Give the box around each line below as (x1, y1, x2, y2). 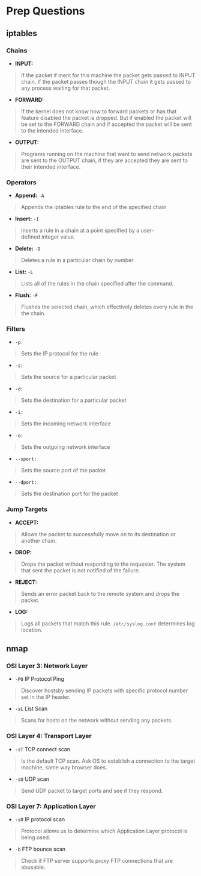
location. (20, 626, 43, 633)
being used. (20, 834, 51, 841)
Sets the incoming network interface (20, 420, 111, 427)
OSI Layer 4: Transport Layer (6, 732, 92, 740)
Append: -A (14, 192, 44, 199)
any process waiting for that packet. (20, 84, 110, 92)
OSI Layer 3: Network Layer (6, 662, 88, 670)
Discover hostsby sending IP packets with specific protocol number (20, 687, 188, 694)
